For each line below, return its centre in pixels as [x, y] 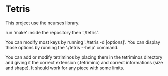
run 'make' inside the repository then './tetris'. [52, 32]
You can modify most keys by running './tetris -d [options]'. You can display [83, 42]
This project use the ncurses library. [42, 23]
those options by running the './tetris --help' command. [62, 47]
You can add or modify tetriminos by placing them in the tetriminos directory [84, 57]
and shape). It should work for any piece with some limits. [65, 68]
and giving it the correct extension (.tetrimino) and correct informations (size [84, 62]
